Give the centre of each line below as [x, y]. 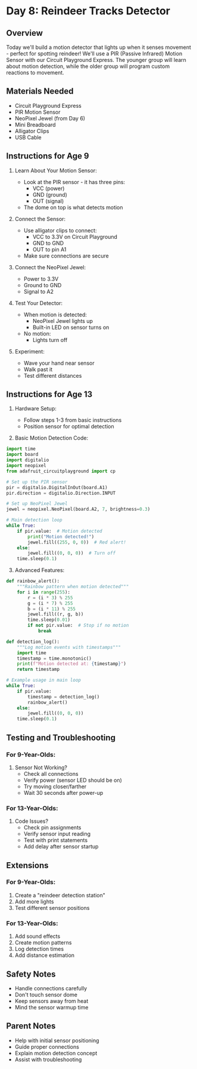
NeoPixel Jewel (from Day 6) [50, 118]
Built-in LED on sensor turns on [71, 327]
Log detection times [39, 949]
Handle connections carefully [51, 988]
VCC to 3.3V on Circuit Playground [75, 237]
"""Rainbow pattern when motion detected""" [73, 587]
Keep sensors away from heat [51, 1001]
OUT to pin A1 [49, 249]
